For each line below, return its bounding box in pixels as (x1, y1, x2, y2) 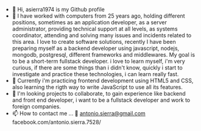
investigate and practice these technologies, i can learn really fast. (12, 71, 179, 77)
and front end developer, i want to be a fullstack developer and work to (12, 96, 191, 104)
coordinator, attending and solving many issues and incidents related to (12, 32, 192, 39)
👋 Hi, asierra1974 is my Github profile (12, 6, 105, 13)
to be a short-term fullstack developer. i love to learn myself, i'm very (12, 58, 186, 65)
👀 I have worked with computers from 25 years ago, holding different (12, 12, 185, 19)
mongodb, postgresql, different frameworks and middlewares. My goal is (12, 51, 196, 58)
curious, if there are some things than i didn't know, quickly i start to (12, 64, 183, 71)
